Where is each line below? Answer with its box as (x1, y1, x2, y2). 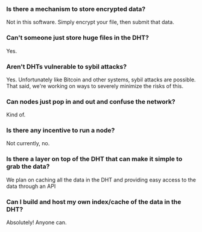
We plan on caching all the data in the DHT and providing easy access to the (6, 176, 197, 183)
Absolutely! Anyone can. (6, 219, 67, 226)
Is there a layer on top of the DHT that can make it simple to (6, 155, 183, 163)
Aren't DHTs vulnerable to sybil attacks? (6, 62, 127, 71)
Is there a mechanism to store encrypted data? (6, 5, 146, 13)
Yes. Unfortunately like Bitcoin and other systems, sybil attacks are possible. (6, 76, 196, 83)
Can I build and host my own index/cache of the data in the (6, 198, 181, 206)
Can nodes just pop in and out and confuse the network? (6, 97, 176, 105)
